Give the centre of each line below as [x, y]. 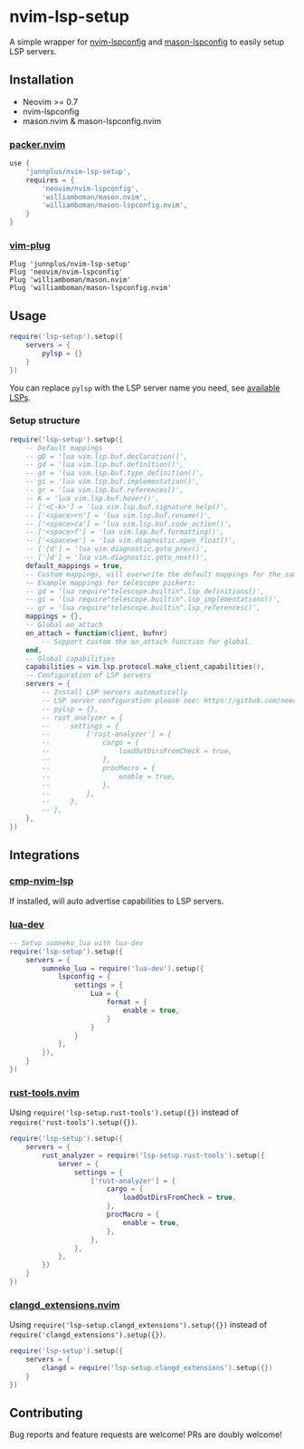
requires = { [50, 180]
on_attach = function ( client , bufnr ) [97, 633]
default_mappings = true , [75, 565]
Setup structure [45, 420]
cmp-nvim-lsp [42, 881]
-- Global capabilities [71, 659]
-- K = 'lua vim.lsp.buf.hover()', [93, 498]
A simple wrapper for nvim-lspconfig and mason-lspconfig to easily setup [147, 42]
